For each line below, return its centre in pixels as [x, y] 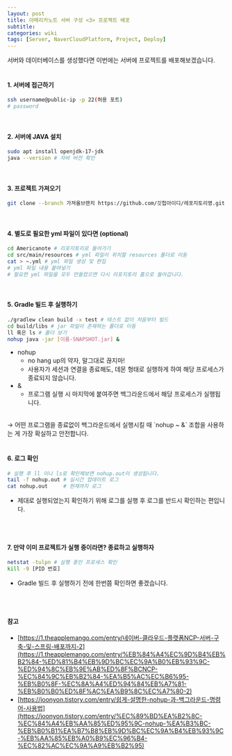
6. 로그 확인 [23, 458]
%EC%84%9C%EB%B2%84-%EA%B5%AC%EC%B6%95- [103, 677]
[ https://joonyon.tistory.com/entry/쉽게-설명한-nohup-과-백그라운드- [113, 700]
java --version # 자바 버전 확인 [51, 158]
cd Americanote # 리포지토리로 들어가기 [59, 249]
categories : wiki [32, 33]
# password [23, 106]
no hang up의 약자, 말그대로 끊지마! [76, 361]
